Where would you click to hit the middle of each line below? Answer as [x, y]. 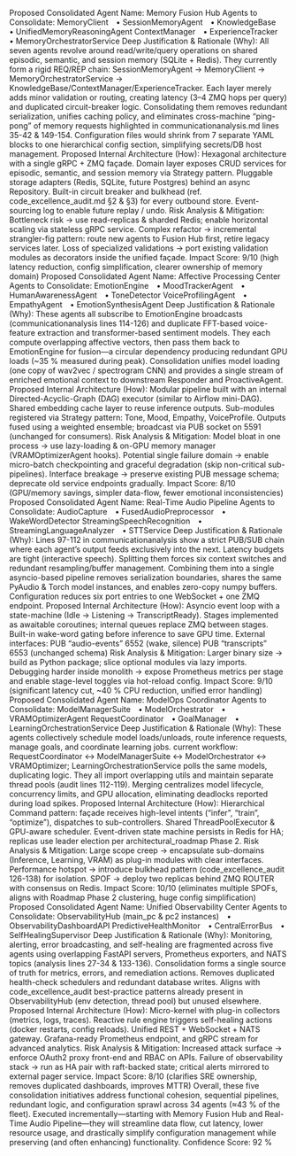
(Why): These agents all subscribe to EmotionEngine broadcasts [126, 314]
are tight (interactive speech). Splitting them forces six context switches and [148, 559]
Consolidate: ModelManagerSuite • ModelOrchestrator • [118, 709]
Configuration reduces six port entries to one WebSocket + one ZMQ [135, 596]
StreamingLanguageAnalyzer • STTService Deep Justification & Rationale [146, 530]
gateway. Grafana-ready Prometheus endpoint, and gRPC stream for [134, 1039]
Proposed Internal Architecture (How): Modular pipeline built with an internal [148, 389]
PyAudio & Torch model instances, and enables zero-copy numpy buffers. [144, 587]
